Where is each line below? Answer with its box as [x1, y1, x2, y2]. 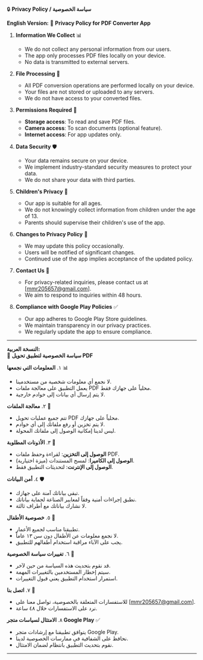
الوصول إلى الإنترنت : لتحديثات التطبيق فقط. [15, 464, 113, 470]
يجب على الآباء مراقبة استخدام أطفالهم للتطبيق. [15, 539, 123, 546]
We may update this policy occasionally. [24, 242, 125, 250]
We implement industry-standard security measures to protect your [24, 163, 192, 170]
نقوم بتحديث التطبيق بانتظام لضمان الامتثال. [15, 641, 114, 649]
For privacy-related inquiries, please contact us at [24, 279, 148, 286]
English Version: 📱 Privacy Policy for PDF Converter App [7, 19, 151, 27]
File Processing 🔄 [15, 70, 61, 77]
